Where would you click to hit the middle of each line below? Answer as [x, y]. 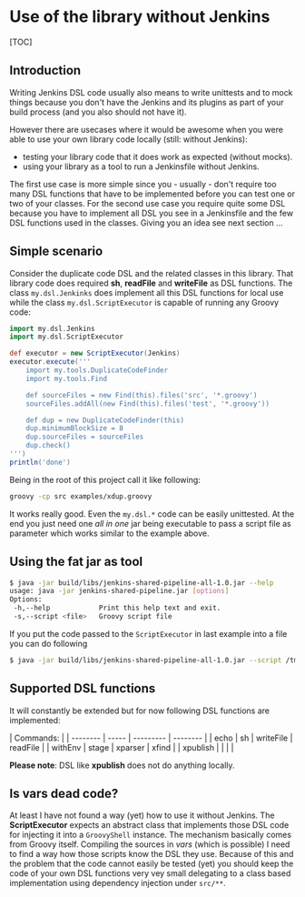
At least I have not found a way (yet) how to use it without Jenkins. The [142, 815]
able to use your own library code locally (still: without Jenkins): [128, 139]
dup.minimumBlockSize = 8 [75, 428]
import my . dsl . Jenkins [52, 328]
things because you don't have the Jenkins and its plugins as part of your [147, 102]
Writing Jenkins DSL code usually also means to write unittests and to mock [151, 92]
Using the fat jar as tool [76, 562]
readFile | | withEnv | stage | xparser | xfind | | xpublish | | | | [122, 747]
